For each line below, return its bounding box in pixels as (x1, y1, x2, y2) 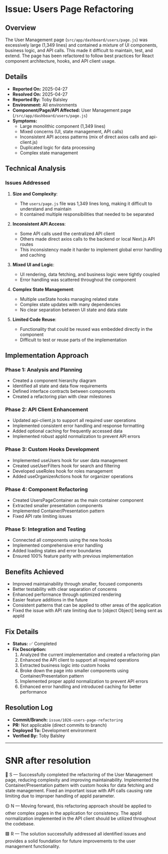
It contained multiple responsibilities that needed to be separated (19, 211, 154, 217)
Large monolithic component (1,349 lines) (19, 123, 106, 129)
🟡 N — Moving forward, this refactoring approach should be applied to (5, 803, 151, 809)
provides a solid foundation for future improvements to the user (5, 838, 136, 844)
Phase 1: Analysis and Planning (5, 366, 82, 373)
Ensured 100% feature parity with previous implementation (12, 553, 133, 559)
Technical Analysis (5, 164, 66, 173)
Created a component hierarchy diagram (12, 377, 96, 384)
